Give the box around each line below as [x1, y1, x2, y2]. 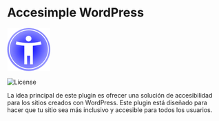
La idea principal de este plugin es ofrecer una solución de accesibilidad [7, 91, 213, 99]
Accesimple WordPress [7, 5, 145, 21]
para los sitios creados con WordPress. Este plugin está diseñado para [7, 98, 208, 107]
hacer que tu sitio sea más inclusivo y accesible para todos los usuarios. [7, 105, 213, 114]
